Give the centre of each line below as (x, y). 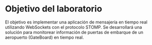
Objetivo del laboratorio (54, 9)
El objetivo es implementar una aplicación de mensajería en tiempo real (76, 22)
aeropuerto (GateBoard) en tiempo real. (44, 37)
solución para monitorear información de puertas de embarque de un (74, 32)
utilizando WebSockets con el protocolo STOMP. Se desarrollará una (74, 27)
